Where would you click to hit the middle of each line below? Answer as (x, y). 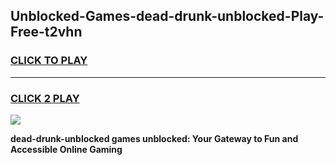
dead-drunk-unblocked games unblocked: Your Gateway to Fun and (154, 138)
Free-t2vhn (46, 32)
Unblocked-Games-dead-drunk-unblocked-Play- (167, 16)
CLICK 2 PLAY (45, 98)
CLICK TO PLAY (49, 61)
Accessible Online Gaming (66, 149)
